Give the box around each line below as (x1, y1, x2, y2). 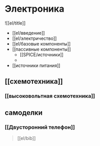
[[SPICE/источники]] (19, 52, 64, 58)
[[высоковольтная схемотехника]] (5, 92, 95, 100)
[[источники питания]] (12, 62, 60, 68)
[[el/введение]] (12, 30, 45, 36)
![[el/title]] (5, 20, 26, 26)
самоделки (5, 108, 43, 117)
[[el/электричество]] (12, 35, 57, 41)
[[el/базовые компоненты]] (12, 40, 71, 46)
